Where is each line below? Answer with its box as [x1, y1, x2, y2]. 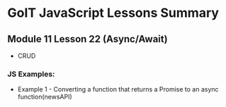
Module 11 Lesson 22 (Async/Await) [7, 33, 168, 45]
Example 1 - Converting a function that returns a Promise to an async [17, 85, 219, 94]
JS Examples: [7, 69, 55, 79]
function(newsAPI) [17, 93, 72, 101]
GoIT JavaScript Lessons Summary [7, 5, 220, 21]
